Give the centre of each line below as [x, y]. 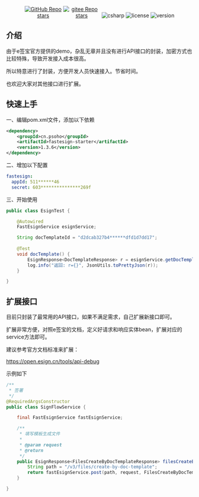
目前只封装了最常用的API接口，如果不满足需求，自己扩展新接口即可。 [91, 317]
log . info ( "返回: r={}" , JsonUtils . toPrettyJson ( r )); [93, 265]
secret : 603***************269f [52, 187]
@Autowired [30, 221]
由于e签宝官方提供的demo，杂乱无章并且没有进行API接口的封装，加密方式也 [99, 51]
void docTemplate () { [43, 254]
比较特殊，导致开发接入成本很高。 [48, 58]
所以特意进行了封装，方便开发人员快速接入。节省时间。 [73, 71]
